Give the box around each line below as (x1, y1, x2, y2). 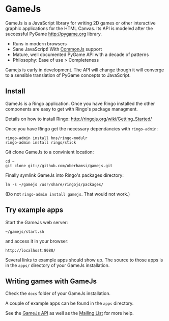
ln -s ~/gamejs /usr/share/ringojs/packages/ (5, 182, 103, 187)
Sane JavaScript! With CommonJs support (12, 46, 102, 52)
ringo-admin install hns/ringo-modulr (5, 136, 88, 141)
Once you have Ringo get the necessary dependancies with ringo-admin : (5, 125, 158, 131)
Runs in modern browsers (12, 40, 67, 46)
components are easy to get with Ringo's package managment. (5, 105, 138, 112)
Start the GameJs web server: (5, 219, 68, 225)
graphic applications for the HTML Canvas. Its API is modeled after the (5, 25, 153, 31)
